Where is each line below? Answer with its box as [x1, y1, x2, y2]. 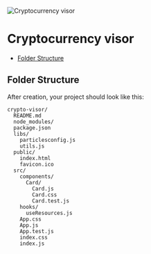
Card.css [32, 191, 57, 198]
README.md [13, 112, 42, 119]
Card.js [32, 185, 54, 192]
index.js [19, 240, 45, 247]
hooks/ [19, 203, 39, 210]
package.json [13, 124, 51, 132]
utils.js [19, 143, 45, 150]
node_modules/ [13, 118, 54, 125]
